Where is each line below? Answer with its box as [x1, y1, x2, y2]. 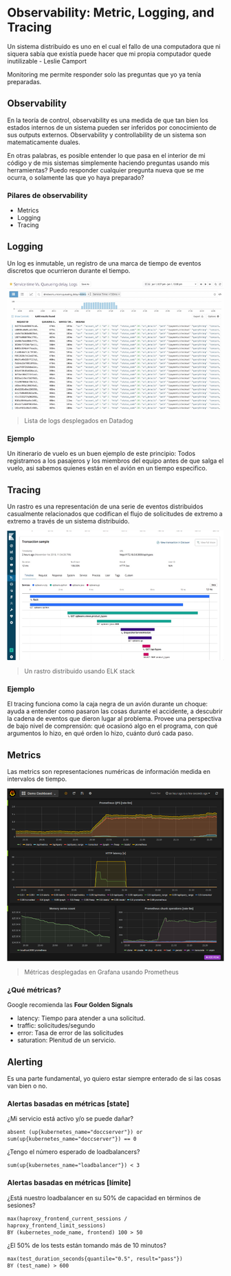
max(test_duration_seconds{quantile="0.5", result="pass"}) [7, 1255, 184, 1262]
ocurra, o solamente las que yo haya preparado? [7, 173, 144, 181]
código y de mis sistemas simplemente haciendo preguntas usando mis [7, 159, 210, 167]
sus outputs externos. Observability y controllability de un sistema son [7, 130, 206, 139]
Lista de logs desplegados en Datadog [23, 416, 133, 425]
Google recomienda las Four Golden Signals [7, 1001, 133, 1009]
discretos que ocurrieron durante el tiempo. [7, 266, 131, 275]
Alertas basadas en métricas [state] [7, 1099, 129, 1108]
